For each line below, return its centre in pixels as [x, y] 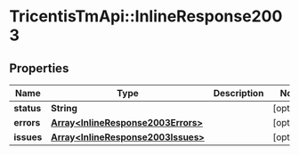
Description [238, 93]
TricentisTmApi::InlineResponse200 [146, 16]
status [28, 108]
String [64, 108]
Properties [39, 68]
